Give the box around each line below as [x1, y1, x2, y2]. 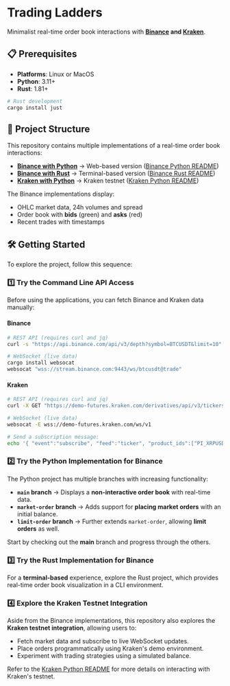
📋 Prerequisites [7, 48, 77, 60]
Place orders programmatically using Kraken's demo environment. [16, 644, 204, 653]
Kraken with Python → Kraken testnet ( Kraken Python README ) [16, 176, 199, 185]
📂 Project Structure [7, 123, 90, 135]
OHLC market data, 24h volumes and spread [16, 203, 143, 211]
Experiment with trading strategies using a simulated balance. [16, 652, 192, 660]
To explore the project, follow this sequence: [7, 260, 133, 268]
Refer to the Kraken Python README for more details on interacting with [7, 665, 210, 674]
